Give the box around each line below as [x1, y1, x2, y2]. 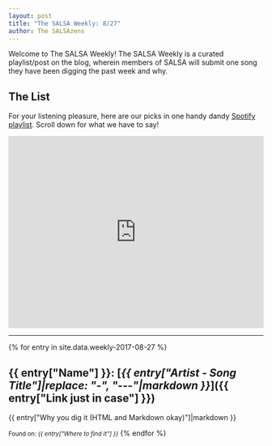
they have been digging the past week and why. [8, 66, 168, 76]
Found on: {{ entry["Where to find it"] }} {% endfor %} [8, 428, 167, 438]
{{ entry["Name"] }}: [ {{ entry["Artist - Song [8, 366, 236, 380]
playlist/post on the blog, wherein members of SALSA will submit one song [8, 57, 257, 67]
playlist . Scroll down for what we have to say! [8, 120, 159, 130]
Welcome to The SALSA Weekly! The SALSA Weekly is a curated [8, 49, 224, 59]
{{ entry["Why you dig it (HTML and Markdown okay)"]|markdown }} [8, 413, 236, 422]
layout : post [8, 11, 53, 20]
